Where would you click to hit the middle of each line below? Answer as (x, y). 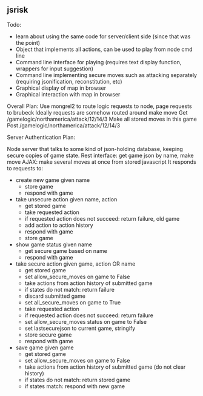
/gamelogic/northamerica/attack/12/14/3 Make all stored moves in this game (102, 119)
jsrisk (18, 10)
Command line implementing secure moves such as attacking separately (106, 75)
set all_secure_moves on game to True (73, 302)
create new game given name (53, 180)
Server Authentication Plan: (41, 137)
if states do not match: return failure (69, 289)
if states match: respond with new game (75, 386)
